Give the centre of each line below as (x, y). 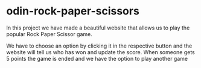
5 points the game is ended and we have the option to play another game (97, 58)
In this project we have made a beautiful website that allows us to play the (98, 28)
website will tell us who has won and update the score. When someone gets (101, 52)
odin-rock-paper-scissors (73, 11)
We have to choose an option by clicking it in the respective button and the (99, 46)
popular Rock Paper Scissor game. (49, 34)
